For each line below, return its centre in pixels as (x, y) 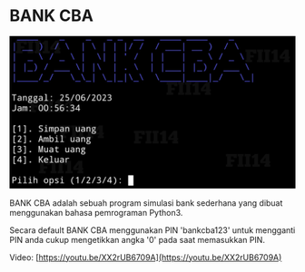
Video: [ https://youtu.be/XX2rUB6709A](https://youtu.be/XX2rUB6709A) (146, 257)
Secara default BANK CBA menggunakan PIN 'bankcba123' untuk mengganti (152, 230)
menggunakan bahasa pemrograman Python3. (96, 212)
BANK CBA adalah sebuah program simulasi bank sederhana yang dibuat (146, 203)
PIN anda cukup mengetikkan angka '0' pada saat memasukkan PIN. (138, 239)
